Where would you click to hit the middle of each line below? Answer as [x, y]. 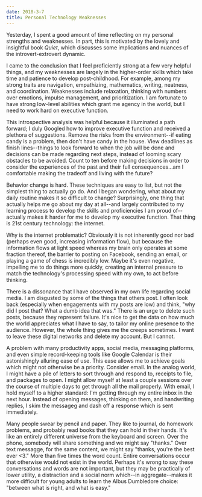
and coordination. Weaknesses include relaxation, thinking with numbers [96, 91]
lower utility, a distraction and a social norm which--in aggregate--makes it [99, 475]
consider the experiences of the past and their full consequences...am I [95, 167]
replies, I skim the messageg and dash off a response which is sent [90, 405]
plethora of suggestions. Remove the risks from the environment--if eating [99, 135]
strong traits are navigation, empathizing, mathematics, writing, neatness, [97, 84]
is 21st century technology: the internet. [55, 223]
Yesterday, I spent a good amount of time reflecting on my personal [90, 34]
